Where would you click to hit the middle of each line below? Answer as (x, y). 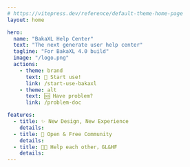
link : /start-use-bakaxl (61, 83)
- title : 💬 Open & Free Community (63, 134)
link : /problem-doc (53, 103)
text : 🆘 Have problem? (59, 96)
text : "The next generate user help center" (78, 45)
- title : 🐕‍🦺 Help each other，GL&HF (65, 147)
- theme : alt (38, 90)
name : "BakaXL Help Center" (54, 38)
